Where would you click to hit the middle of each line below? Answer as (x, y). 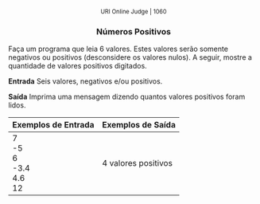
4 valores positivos (138, 163)
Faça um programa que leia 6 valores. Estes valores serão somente (118, 49)
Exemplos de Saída (139, 125)
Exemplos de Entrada (53, 125)
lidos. (17, 105)
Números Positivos (134, 31)
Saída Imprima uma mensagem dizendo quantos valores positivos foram (127, 97)
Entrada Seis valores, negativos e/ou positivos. (85, 81)
